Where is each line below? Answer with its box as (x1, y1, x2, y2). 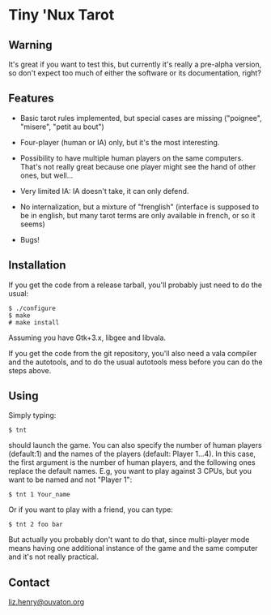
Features (8, 92, 54, 105)
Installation (8, 258, 66, 273)
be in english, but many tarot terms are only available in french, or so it (19, 210, 256, 220)
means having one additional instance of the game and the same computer (8, 544, 258, 553)
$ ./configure (8, 304, 57, 312)
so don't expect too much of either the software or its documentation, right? (8, 68, 261, 78)
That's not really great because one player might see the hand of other (19, 161, 256, 171)
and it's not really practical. (8, 552, 100, 561)
